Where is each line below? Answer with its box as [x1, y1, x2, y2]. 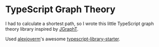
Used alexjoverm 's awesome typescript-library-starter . [5, 36, 121, 42]
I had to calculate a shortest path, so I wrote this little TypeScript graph [5, 20, 154, 27]
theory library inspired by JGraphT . [5, 26, 79, 32]
